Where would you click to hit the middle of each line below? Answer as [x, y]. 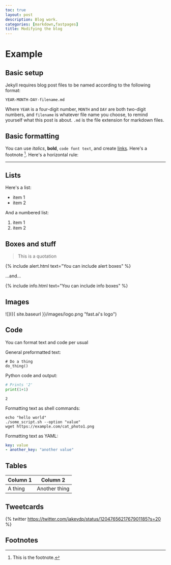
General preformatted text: [33, 352]
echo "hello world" [26, 417]
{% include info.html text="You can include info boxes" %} [67, 286]
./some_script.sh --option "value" [43, 422]
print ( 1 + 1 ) [17, 389]
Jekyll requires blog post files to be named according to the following [78, 85]
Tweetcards [25, 507]
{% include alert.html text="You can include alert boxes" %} [68, 266]
